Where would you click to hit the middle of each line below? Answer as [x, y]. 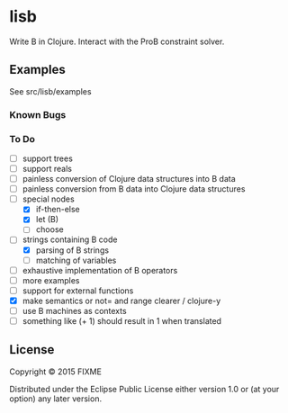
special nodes [48, 199]
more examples [51, 280]
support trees [48, 158]
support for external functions [78, 291]
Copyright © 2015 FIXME [55, 372]
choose [50, 229]
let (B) [47, 220]
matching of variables [76, 260]
